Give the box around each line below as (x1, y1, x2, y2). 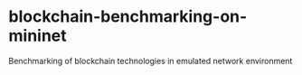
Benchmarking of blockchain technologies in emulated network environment (8, 55, 293, 66)
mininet (8, 25, 67, 46)
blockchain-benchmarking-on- (8, 6, 248, 27)
